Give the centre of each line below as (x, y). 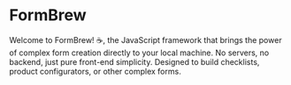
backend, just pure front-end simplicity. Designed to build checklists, (134, 61)
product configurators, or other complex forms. (95, 71)
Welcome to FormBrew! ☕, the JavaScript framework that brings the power (145, 39)
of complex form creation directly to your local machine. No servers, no (139, 53)
